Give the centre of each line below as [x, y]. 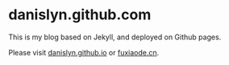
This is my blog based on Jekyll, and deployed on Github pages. [115, 37]
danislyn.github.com [80, 15]
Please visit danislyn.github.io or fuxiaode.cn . [84, 52]
